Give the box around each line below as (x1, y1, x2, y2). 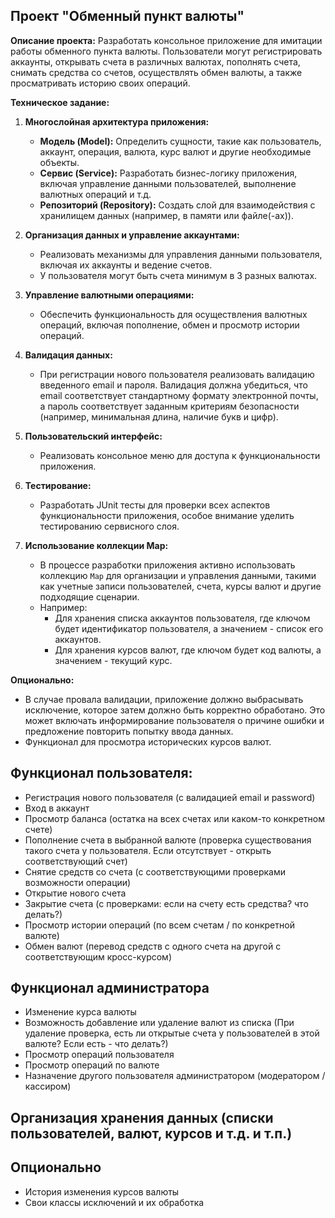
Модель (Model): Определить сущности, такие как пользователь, (39, 135, 322, 147)
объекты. (39, 156, 80, 168)
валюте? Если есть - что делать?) (24, 1038, 169, 1050)
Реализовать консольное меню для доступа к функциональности (39, 449, 321, 461)
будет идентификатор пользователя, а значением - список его (54, 622, 324, 634)
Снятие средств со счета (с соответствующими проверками (24, 865, 287, 878)
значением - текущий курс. (54, 654, 173, 666)
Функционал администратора (10, 980, 210, 997)
